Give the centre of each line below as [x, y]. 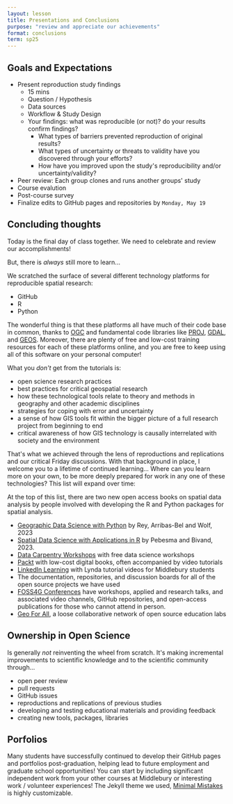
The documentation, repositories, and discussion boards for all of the [116, 577]
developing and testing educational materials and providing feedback [116, 710]
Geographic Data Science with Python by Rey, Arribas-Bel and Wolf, [115, 525]
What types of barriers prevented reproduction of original [120, 136]
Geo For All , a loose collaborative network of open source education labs [122, 613]
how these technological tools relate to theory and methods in [106, 396]
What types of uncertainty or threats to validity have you [119, 151]
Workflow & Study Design [64, 114]
